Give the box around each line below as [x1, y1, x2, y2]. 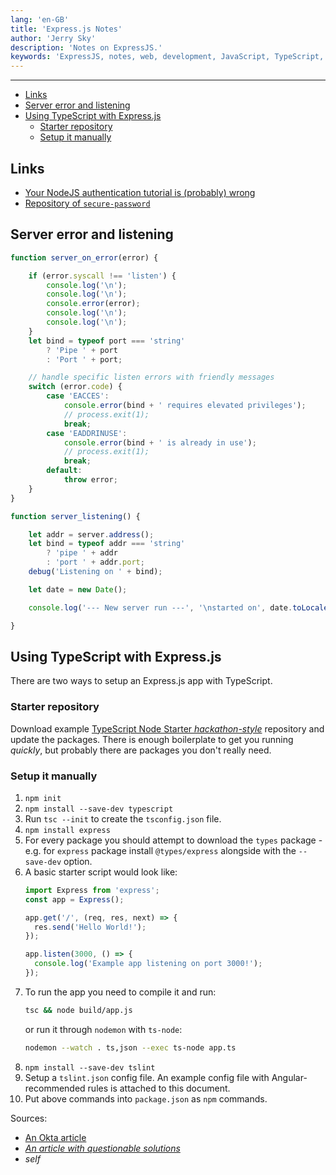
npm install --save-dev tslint [24, 1062, 156, 1073]
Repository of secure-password [24, 197, 151, 209]
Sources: [10, 1112, 48, 1124]
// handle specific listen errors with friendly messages [28, 372, 275, 383]
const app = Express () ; [24, 894, 125, 905]
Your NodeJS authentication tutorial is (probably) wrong [24, 186, 256, 198]
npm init [24, 793, 62, 803]
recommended [24, 1082, 86, 1094]
